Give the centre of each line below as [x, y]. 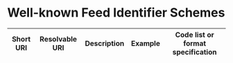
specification [195, 52]
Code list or [195, 35]
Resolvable [58, 39]
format [195, 43]
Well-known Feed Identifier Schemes [116, 13]
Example [146, 43]
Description [105, 43]
